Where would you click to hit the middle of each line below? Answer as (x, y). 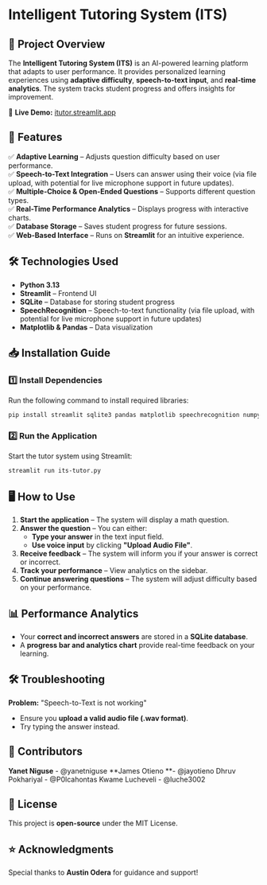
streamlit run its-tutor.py (55, 471)
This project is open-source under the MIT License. (93, 823)
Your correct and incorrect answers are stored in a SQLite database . (134, 636)
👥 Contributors (46, 752)
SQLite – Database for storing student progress (97, 302)
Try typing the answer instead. (70, 727)
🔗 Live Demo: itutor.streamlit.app (62, 112)
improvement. (31, 97)
